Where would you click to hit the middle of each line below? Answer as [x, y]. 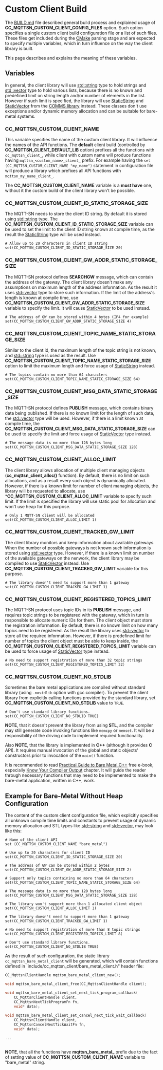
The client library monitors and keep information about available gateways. [80, 542]
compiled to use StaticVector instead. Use [47, 563]
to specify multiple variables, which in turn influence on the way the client [79, 43]
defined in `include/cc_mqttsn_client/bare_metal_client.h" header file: [74, 966]
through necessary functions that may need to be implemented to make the [81, 775]
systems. [26, 116]
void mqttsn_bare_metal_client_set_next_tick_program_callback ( [72, 993]
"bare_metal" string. [25, 1062]
